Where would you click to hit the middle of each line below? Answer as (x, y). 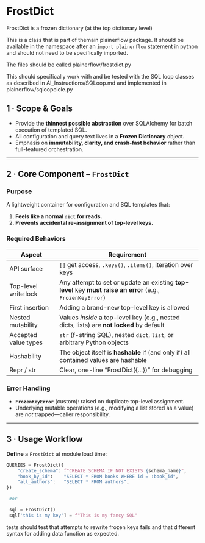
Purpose (19, 191)
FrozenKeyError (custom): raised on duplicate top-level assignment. (100, 402)
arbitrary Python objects (94, 342)
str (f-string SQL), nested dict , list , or (116, 335)
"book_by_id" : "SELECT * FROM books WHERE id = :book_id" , (98, 477)
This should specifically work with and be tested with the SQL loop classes (100, 76)
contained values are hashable (103, 360)
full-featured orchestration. (49, 149)
